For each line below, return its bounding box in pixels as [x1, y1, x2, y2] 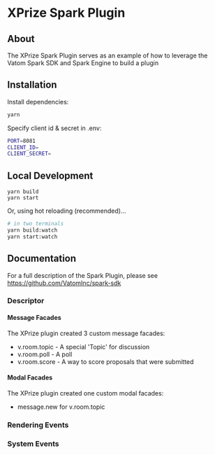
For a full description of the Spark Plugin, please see [7, 271, 158, 279]
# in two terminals [7, 220, 64, 227]
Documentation [7, 253, 77, 265]
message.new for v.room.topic [17, 402, 105, 411]
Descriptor [7, 296, 45, 306]
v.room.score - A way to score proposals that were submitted [17, 357, 194, 365]
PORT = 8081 [7, 137, 36, 144]
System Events [7, 439, 59, 449]
